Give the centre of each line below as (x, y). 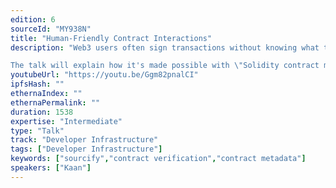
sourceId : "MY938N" (51, 29)
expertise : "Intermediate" (66, 121)
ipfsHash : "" (37, 84)
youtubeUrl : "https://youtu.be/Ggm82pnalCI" (104, 75)
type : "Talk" (37, 131)
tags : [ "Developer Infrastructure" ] (86, 149)
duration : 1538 (42, 112)
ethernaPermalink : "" (55, 102)
